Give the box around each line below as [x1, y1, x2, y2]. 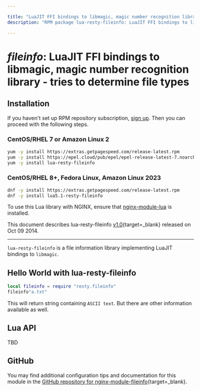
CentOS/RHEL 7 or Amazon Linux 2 [7, 135, 109, 144]
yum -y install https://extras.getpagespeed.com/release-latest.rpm [7, 148, 180, 154]
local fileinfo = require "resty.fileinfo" [7, 283, 117, 290]
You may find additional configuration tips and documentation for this [7, 371, 176, 379]
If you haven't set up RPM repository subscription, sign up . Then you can [7, 114, 186, 121]
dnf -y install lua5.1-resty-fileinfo [7, 193, 103, 199]
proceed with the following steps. [7, 121, 89, 128]
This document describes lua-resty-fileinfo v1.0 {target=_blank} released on [7, 221, 191, 228]
